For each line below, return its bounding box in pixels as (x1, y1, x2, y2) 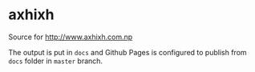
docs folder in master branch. (8, 56, 103, 66)
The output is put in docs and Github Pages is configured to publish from (8, 47, 247, 57)
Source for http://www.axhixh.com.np (8, 32, 133, 42)
